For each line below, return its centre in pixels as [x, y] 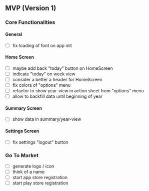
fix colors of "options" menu [41, 85]
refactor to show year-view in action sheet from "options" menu [78, 91]
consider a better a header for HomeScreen [57, 79]
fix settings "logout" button [40, 142]
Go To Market [22, 155]
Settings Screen [22, 131]
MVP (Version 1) [31, 8]
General [14, 34]
